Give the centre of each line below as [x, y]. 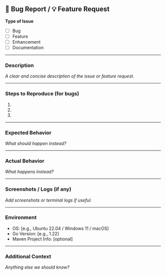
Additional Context [28, 256]
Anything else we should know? [37, 267]
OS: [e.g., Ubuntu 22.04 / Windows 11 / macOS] [61, 228]
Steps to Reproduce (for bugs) [42, 94]
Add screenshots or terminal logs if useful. [48, 200]
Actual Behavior [25, 161]
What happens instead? [29, 172]
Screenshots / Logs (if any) [38, 189]
